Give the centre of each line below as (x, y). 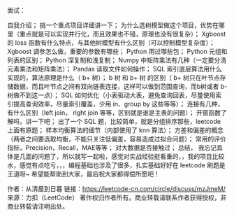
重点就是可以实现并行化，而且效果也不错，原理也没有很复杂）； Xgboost (123, 34)
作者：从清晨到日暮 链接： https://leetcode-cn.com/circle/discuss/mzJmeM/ (116, 189)
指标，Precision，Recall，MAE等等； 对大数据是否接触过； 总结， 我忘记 (112, 148)
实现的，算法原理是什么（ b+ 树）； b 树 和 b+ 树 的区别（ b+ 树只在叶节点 (114, 78)
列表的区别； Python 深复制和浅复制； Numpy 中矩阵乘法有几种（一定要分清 (117, 60)
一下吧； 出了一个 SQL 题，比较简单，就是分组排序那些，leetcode (126, 121)
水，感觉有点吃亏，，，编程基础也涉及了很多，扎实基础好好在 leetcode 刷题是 (116, 165)
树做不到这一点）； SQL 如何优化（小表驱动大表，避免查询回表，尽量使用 (111, 95)
